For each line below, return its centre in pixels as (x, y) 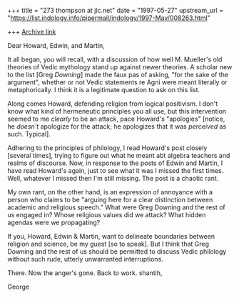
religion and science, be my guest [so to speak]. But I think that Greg (108, 244)
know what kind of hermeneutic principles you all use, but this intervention (117, 111)
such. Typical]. (29, 134)
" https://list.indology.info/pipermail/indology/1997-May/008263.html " (109, 18)
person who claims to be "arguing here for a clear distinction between (110, 200)
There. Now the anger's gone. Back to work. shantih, (85, 273)
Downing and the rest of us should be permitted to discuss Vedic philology (117, 252)
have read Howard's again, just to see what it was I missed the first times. (116, 170)
